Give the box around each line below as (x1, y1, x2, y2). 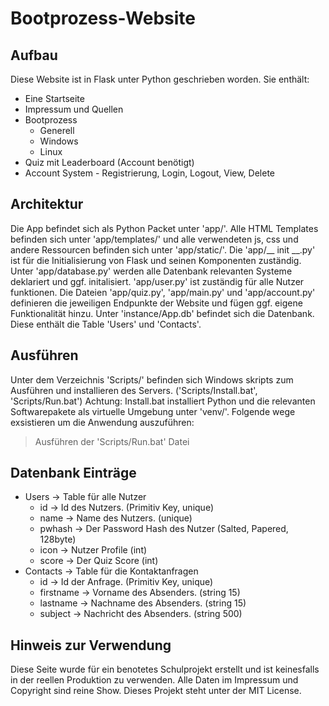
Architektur (10, 196, 84, 213)
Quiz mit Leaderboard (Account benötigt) (24, 157, 195, 168)
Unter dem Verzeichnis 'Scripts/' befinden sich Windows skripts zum (10, 373, 294, 386)
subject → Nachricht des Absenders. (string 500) (39, 608, 243, 620)
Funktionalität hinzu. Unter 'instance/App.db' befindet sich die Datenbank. (10, 307, 315, 319)
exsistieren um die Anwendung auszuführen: (10, 416, 195, 428)
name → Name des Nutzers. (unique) (39, 512, 193, 524)
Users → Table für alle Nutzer (24, 491, 147, 503)
